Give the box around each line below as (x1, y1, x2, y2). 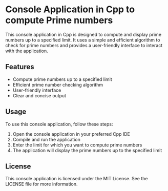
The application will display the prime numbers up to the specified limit (12, 147, 162, 153)
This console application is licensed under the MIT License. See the (5, 176, 148, 182)
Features (5, 62, 34, 71)
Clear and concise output (12, 92, 67, 98)
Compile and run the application (12, 136, 80, 142)
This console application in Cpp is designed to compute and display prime (5, 31, 162, 37)
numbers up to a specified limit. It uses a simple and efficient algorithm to (5, 37, 160, 43)
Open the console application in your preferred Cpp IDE (12, 131, 131, 137)
